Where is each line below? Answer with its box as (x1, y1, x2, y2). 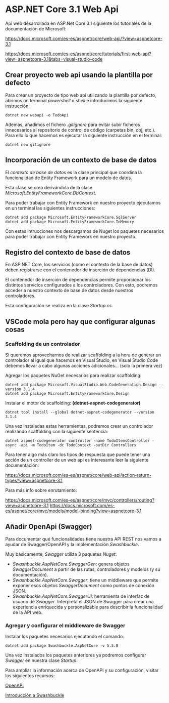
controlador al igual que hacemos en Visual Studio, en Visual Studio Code (5, 357, 158, 363)
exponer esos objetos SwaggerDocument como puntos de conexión (12, 582, 155, 588)
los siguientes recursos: (5, 673, 55, 679)
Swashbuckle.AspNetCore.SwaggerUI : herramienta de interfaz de (12, 593, 150, 599)
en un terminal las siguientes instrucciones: (5, 205, 95, 211)
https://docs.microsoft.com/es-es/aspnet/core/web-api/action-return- (5, 472, 152, 478)
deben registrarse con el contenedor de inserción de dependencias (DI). (5, 267, 155, 273)
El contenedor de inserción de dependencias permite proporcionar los (5, 277, 151, 283)
